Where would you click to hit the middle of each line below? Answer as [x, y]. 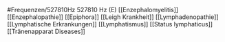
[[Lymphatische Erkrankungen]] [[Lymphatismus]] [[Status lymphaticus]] [110, 24]
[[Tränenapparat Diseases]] [46, 31]
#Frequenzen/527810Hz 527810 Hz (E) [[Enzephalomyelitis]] [93, 10]
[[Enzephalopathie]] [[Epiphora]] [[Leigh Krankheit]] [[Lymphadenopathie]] [113, 17]
